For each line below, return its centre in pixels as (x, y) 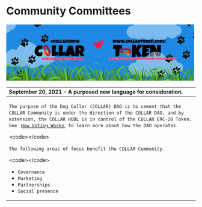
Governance (31, 172)
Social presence (38, 191)
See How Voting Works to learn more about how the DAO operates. (94, 125)
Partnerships (34, 185)
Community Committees (69, 11)
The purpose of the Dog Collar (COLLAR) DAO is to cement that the (95, 106)
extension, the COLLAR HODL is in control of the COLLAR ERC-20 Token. (100, 119)
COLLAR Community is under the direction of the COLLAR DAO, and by (96, 113)
